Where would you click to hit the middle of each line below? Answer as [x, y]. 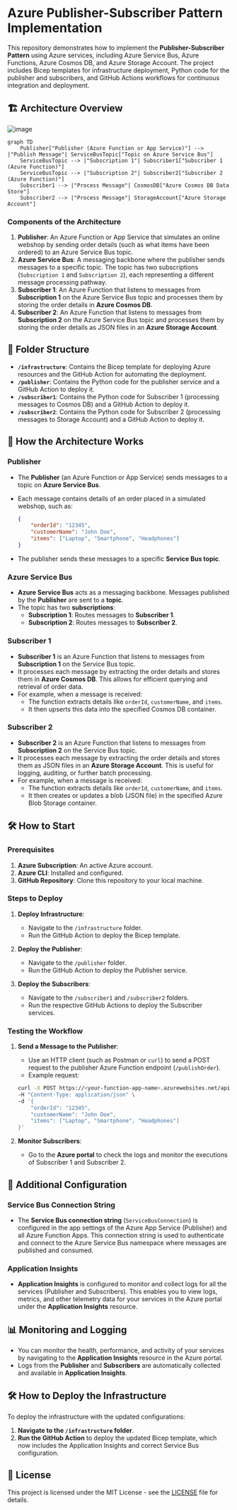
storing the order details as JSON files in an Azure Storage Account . [118, 328]
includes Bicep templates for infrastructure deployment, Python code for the [118, 70]
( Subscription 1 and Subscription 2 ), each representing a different [116, 275]
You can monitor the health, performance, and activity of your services [121, 1351]
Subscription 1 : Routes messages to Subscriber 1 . [102, 615]
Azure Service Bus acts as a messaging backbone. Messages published [123, 593]
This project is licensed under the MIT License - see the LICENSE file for [112, 1492]
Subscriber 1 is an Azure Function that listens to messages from [111, 656]
